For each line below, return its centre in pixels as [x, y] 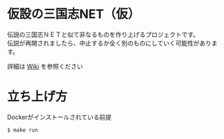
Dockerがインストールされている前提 [59, 117]
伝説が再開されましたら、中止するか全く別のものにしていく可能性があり [109, 43]
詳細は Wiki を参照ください [45, 66]
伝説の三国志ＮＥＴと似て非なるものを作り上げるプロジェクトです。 [103, 34]
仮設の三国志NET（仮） [74, 14]
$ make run [23, 130]
